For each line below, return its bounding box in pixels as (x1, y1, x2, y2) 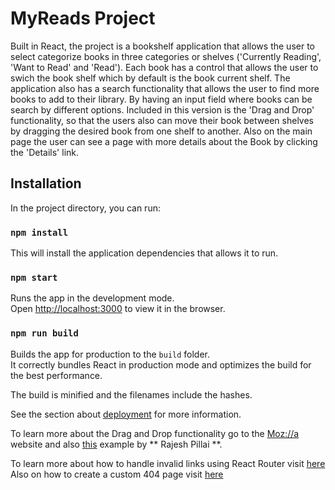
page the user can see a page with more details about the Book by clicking (10, 135, 318, 147)
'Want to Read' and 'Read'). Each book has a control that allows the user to (10, 61, 319, 73)
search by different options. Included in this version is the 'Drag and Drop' (10, 103, 315, 116)
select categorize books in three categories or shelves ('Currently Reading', (10, 50, 322, 62)
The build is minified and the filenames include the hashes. (10, 388, 253, 401)
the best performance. (10, 369, 103, 381)
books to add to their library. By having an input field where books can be (10, 93, 313, 105)
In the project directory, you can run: (10, 202, 161, 214)
